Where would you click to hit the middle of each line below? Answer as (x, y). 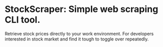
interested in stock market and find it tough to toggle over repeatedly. (77, 39)
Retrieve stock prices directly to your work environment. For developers (79, 33)
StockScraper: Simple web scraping (82, 9)
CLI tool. (23, 20)
